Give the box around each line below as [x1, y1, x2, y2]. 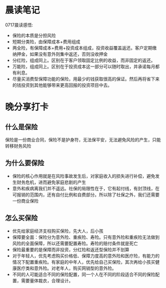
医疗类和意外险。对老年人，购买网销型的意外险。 [16, 265, 117, 271]
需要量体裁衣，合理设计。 [21, 278, 73, 284]
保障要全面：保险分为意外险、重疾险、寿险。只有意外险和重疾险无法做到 [12, 234, 160, 240]
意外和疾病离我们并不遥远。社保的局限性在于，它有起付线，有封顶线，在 [12, 185, 160, 191]
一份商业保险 [12, 198, 39, 204]
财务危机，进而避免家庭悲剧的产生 [16, 179, 86, 185]
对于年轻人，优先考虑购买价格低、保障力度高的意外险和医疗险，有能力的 [12, 253, 160, 259]
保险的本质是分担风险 [12, 32, 56, 38]
